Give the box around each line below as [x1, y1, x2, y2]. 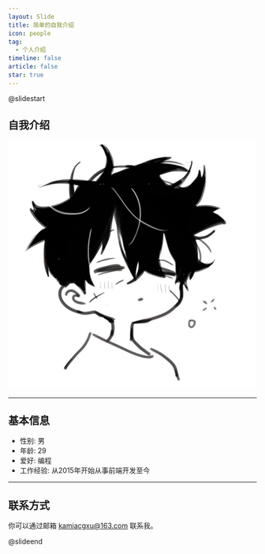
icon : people [8, 29, 51, 37]
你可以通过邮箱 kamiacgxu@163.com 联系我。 [8, 521, 158, 530]
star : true [8, 71, 44, 79]
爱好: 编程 [19, 456, 52, 466]
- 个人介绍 [15, 46, 47, 54]
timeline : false [8, 54, 62, 62]
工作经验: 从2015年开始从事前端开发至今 [19, 466, 151, 475]
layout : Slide [8, 13, 55, 21]
